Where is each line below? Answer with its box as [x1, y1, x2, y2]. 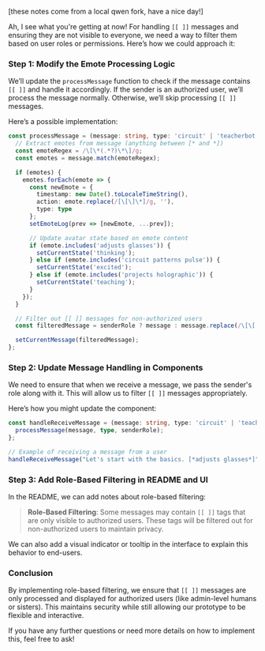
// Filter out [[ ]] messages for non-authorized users [15, 314, 203, 322]
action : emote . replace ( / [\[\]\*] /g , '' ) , [36, 198, 175, 206]
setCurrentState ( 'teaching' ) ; [36, 278, 136, 287]
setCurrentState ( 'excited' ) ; [36, 264, 132, 272]
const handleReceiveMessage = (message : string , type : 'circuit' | [8, 419, 235, 427]
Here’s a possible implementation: [8, 117, 118, 126]
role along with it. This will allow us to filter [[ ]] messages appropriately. [8, 389, 248, 398]
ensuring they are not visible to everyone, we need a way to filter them [8, 31, 238, 40]
